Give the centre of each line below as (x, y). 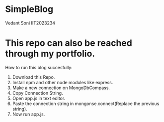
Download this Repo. (34, 77)
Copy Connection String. (38, 93)
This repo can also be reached (69, 43)
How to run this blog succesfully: (39, 67)
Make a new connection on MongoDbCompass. (61, 88)
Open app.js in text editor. (39, 98)
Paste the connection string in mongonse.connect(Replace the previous (86, 104)
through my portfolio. (50, 54)
